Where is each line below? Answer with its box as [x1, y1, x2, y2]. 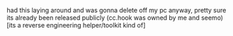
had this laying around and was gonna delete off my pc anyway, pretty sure [6, 6, 227, 14]
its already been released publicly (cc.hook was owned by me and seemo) [6, 13, 224, 22]
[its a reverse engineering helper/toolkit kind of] [6, 21, 146, 29]
